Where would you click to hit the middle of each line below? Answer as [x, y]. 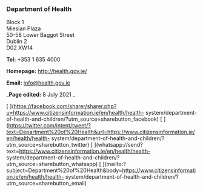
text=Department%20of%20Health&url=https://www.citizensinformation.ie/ [101, 132]
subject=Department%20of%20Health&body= [64, 170]
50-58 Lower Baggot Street [40, 35]
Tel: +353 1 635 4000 [33, 60]
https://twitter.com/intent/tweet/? [49, 126]
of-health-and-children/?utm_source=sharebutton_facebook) [83, 119]
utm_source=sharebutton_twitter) [48, 145]
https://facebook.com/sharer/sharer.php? [65, 106]
